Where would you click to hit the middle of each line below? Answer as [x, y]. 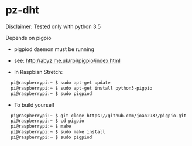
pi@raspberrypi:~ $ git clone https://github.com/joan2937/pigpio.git [99, 116]
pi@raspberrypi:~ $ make [41, 127]
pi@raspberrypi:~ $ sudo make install [58, 132]
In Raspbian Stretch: [38, 72]
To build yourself [34, 105]
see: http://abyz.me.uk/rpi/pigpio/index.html [67, 60]
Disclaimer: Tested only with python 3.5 [53, 26]
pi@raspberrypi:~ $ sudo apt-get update [61, 83]
